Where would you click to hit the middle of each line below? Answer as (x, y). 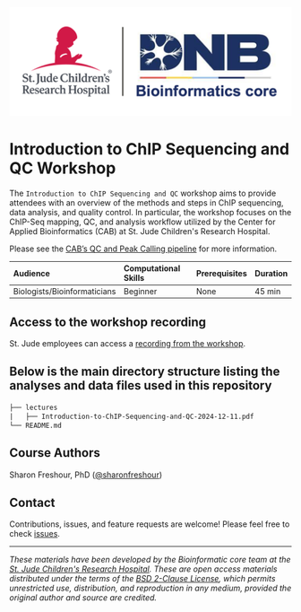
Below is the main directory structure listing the (145, 372)
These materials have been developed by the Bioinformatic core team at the (150, 560)
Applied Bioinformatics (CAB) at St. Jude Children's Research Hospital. (140, 231)
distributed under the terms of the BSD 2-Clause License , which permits (142, 579)
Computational (152, 268)
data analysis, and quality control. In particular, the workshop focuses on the (150, 212)
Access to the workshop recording (108, 322)
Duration (271, 273)
